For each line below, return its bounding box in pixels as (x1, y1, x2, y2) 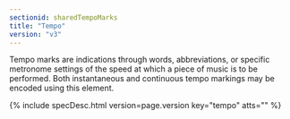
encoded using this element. (9, 82, 115, 94)
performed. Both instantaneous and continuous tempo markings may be (9, 73, 275, 84)
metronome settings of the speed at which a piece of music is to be (9, 64, 258, 74)
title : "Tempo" (9, 21, 66, 30)
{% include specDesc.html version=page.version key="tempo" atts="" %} (9, 100, 282, 111)
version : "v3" (9, 30, 63, 38)
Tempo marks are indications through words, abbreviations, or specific (9, 55, 270, 65)
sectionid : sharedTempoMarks (9, 13, 118, 22)
